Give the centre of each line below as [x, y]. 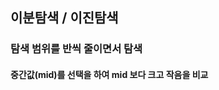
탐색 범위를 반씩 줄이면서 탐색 [76, 49]
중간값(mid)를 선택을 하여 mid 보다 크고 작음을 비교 [109, 74]
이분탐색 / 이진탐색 [64, 18]
